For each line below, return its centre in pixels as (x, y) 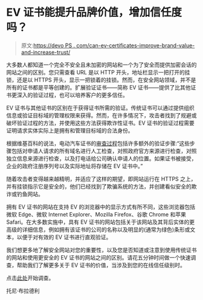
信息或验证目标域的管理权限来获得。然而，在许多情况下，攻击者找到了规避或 (101, 115)
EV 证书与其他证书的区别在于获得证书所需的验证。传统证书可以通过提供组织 (101, 108)
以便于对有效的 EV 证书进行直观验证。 (64, 237)
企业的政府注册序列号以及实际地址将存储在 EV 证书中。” (75, 166)
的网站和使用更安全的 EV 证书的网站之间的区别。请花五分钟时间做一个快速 (98, 257)
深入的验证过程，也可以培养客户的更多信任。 (72, 95)
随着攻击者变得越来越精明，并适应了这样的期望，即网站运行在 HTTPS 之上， (101, 178)
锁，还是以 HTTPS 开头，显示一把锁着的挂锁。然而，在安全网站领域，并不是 (101, 80)
